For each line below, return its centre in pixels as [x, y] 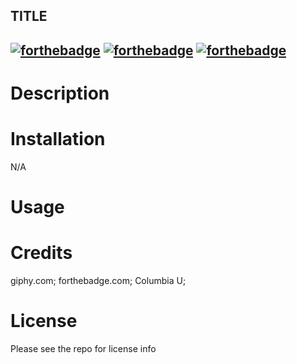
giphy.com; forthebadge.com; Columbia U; [98, 281]
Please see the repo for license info [83, 348]
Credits [41, 253]
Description [60, 93]
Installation [58, 139]
